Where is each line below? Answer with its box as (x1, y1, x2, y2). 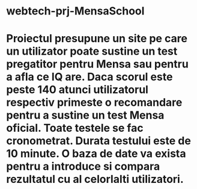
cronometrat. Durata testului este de (6, 134, 191, 148)
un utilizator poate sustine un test (6, 45, 178, 58)
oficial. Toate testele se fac (6, 122, 144, 135)
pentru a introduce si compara (6, 160, 160, 173)
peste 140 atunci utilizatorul (6, 83, 149, 97)
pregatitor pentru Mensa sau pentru (6, 57, 189, 71)
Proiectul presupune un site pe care (6, 32, 188, 46)
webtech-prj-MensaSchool (6, 4, 145, 18)
